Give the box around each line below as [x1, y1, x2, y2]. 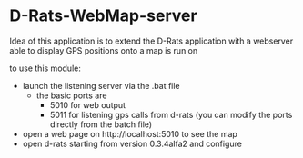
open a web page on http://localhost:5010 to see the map [22, 128, 238, 139]
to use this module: [9, 63, 82, 74]
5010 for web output [49, 99, 126, 110]
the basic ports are [35, 90, 107, 101]
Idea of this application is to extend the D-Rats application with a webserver [9, 35, 294, 46]
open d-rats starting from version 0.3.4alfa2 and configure [22, 138, 243, 149]
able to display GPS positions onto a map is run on [9, 44, 198, 55]
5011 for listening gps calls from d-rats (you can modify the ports [49, 109, 293, 120]
